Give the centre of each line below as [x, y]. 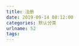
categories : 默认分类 [31, 23]
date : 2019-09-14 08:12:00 [40, 17]
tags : [13, 34]
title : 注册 [20, 12]
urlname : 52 [21, 28]
